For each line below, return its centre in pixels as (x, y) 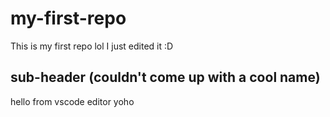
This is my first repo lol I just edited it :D (92, 46)
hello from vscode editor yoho (72, 101)
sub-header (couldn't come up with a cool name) (165, 77)
